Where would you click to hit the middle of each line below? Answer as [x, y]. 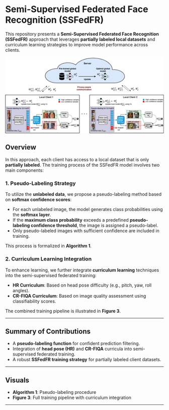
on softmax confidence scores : [38, 199]
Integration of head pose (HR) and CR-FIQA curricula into [72, 349]
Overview [21, 147]
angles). [21, 290]
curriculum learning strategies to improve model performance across [77, 44]
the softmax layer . [32, 215]
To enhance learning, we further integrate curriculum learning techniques [82, 270]
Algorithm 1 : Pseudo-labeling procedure [54, 392]
